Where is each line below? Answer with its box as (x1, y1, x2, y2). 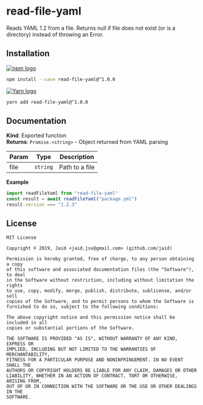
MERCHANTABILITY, (6, 351, 50, 358)
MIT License (6, 234, 36, 240)
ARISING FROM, (6, 378, 43, 384)
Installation (6, 49, 50, 59)
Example (6, 179, 29, 186)
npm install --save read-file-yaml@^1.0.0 (6, 76, 115, 83)
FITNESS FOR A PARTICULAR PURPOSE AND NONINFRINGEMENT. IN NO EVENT (6, 356, 184, 362)
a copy (6, 261, 23, 267)
